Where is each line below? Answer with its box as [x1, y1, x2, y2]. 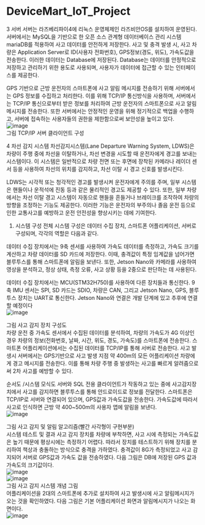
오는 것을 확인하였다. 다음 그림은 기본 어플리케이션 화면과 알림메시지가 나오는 [6, 497, 190, 504]
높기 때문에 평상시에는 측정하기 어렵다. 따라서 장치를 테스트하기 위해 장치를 [12, 438, 191, 445]
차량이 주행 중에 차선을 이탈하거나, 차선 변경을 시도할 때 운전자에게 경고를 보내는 [6, 150, 198, 157]
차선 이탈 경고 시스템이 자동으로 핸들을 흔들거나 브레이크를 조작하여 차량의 [22, 193, 199, 201]
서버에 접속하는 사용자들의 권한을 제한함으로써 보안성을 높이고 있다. [14, 115, 174, 122]
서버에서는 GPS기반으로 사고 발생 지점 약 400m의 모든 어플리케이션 [17, 351, 179, 359]
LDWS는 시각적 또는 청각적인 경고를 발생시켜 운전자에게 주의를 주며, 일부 [6, 178, 181, 185]
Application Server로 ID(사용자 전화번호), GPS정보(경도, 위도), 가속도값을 [17, 48, 195, 56]
